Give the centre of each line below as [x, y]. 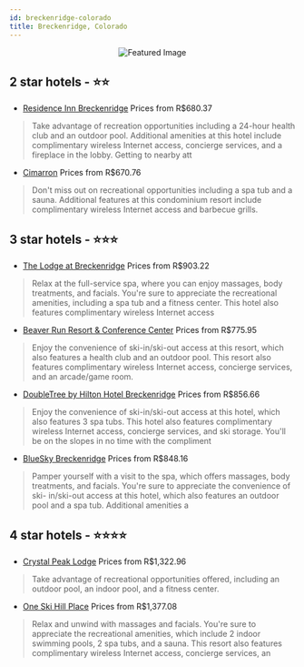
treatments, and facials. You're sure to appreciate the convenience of [161, 486]
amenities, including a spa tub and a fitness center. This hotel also [155, 303]
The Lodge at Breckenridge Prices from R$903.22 [116, 266]
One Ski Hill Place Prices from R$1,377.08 [100, 606]
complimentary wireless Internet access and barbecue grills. [145, 209]
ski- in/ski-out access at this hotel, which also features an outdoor [155, 496]
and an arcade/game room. [83, 377]
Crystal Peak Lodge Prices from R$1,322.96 [104, 561]
